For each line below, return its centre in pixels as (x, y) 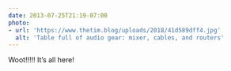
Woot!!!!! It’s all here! (42, 60)
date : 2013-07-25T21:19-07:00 (58, 15)
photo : (19, 23)
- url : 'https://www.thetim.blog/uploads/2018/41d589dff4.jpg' (115, 30)
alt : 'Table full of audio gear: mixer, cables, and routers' (120, 37)
